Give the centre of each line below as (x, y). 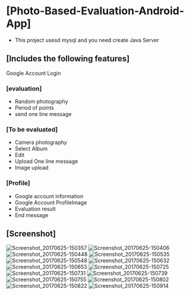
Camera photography (41, 142)
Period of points (34, 108)
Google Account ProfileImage (51, 202)
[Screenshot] (31, 234)
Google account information (49, 196)
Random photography (41, 102)
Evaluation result (35, 209)
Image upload (31, 168)
